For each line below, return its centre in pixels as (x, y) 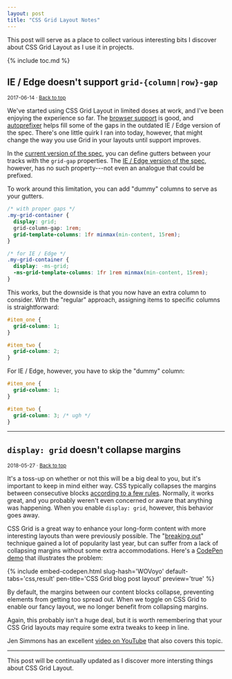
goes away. (23, 515)
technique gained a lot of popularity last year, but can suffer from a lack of (113, 544)
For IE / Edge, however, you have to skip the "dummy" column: (96, 371)
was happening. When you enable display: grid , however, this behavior (110, 508)
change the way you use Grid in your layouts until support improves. (104, 140)
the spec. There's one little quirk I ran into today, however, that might (105, 133)
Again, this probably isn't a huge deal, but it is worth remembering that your (115, 620)
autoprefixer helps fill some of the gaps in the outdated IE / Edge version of (114, 126)
